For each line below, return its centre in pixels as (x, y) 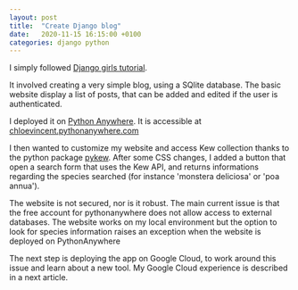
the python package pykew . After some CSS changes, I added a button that (148, 158)
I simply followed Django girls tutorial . (79, 68)
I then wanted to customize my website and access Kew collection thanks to (149, 148)
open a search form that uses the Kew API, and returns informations (134, 167)
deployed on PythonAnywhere (65, 241)
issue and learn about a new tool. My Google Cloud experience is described (149, 268)
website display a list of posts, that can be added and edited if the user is (144, 95)
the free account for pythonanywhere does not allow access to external (141, 213)
